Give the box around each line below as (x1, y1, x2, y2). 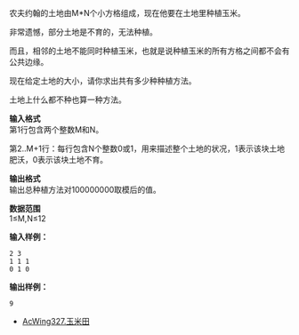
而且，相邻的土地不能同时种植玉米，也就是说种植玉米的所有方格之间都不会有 (9, 45, 290, 56)
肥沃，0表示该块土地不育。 (9, 155, 109, 164)
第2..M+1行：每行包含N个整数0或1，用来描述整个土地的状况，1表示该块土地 (9, 143, 285, 154)
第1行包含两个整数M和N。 (9, 124, 104, 135)
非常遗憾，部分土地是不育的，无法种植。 (9, 27, 158, 37)
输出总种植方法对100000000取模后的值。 (9, 185, 162, 195)
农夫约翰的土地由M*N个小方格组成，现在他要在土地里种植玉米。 (9, 8, 246, 18)
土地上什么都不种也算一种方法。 (9, 94, 126, 105)
